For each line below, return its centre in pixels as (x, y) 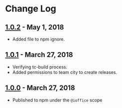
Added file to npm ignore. (39, 39)
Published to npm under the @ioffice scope (57, 100)
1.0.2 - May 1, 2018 (35, 27)
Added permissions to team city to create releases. (65, 72)
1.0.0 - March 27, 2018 (40, 88)
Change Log (31, 9)
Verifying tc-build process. (40, 67)
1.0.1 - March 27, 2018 (39, 55)
